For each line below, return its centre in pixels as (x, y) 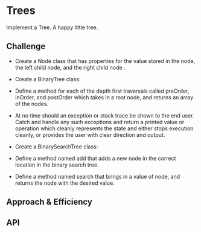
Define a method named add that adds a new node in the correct (95, 158)
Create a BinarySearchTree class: (56, 147)
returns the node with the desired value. (65, 183)
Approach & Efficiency (49, 202)
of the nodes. (32, 104)
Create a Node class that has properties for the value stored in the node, (105, 61)
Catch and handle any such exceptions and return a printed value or (100, 122)
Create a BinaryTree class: (48, 79)
